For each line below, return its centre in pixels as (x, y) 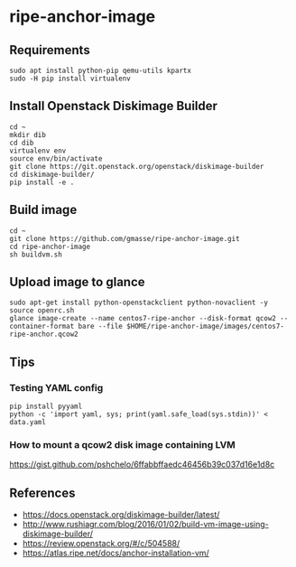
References (42, 493)
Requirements (50, 50)
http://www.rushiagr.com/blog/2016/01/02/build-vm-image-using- (145, 525)
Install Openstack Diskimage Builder (114, 106)
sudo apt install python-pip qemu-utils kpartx (101, 70)
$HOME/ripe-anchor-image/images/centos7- (205, 327)
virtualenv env (38, 151)
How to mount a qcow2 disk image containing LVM (123, 445)
